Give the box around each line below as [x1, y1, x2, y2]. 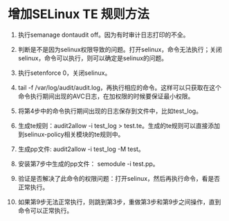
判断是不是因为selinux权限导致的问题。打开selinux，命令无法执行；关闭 [17, 45, 222, 53]
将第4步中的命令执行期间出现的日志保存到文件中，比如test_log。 [17, 107, 203, 115]
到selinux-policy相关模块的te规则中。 [17, 130, 125, 139]
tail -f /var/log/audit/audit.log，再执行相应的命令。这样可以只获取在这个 [17, 83, 222, 91]
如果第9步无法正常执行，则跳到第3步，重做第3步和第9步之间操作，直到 [17, 197, 221, 206]
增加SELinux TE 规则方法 [8, 6, 149, 22]
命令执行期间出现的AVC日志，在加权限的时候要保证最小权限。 [17, 91, 194, 100]
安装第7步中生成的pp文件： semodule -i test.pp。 [17, 159, 159, 168]
